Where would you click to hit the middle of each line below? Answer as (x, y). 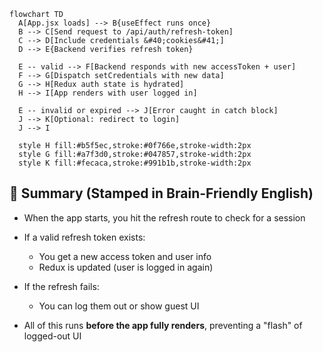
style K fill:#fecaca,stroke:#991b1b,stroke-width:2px (135, 163)
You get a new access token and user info (125, 256)
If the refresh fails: (61, 286)
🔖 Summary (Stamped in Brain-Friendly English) (161, 193)
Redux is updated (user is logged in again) (126, 267)
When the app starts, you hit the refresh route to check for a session (164, 217)
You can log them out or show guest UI (119, 306)
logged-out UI (52, 336)
